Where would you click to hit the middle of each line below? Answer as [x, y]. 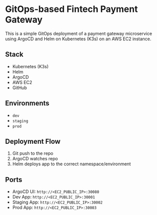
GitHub [20, 88]
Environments [27, 103]
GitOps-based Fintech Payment [72, 9]
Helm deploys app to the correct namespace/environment [72, 164]
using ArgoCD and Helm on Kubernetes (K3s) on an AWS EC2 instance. [78, 39]
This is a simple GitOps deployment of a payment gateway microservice [79, 33]
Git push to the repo [33, 153]
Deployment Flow [33, 141]
